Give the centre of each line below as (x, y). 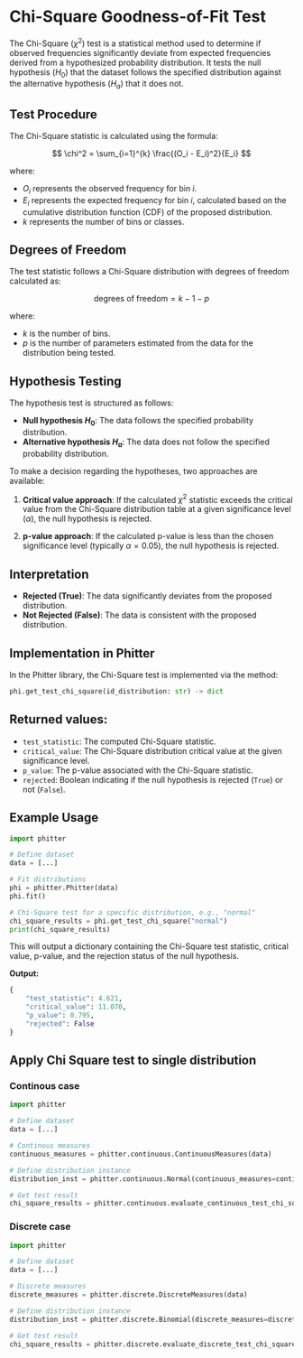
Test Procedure (53, 114)
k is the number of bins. (66, 334)
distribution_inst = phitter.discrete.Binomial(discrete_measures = (139, 1319)
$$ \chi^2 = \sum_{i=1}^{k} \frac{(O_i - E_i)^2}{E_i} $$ (151, 153)
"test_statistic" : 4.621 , (74, 999)
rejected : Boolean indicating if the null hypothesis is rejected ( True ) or (152, 779)
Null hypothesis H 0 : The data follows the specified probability (138, 422)
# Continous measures (50, 1146)
